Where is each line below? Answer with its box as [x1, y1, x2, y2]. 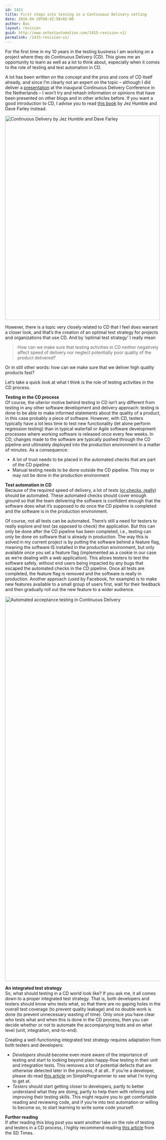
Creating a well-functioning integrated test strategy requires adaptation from [5, 1037, 161, 1043]
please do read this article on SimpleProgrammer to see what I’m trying [12, 1073, 157, 1078]
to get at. [12, 1078, 31, 1084]
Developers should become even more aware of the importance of [12, 1052, 148, 1058]
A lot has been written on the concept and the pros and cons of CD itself [5, 74, 153, 80]
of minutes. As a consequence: [5, 447, 69, 453]
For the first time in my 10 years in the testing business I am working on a [5, 48, 154, 55]
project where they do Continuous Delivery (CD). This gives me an [5, 54, 140, 60]
